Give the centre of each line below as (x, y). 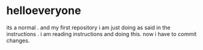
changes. (18, 40)
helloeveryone (44, 11)
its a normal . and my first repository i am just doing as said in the (88, 27)
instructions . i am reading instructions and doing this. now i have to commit (102, 34)
